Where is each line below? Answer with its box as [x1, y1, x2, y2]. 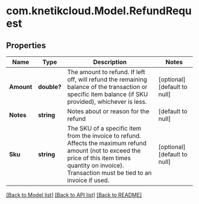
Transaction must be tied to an [67, 169, 152, 177]
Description [92, 58, 127, 66]
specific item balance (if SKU [67, 90, 148, 98]
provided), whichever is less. [67, 98, 147, 106]
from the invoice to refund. [67, 132, 141, 140]
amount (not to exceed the [67, 146, 141, 155]
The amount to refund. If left [67, 68, 145, 76]
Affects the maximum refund [67, 139, 147, 147]
